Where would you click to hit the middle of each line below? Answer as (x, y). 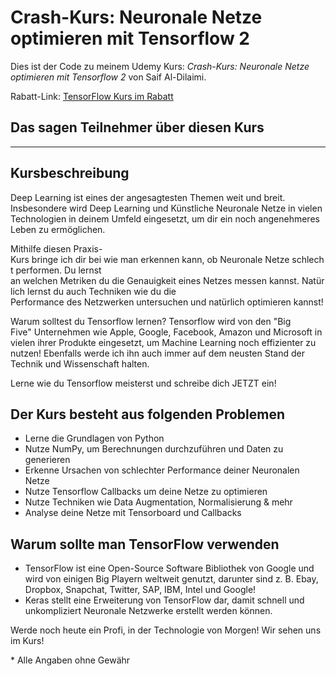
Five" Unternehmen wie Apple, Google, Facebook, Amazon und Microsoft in (166, 332)
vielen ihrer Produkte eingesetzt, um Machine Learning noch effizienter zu (163, 342)
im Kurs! (27, 641)
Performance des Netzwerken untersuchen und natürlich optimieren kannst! (167, 302)
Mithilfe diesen (41, 248)
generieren (47, 460)
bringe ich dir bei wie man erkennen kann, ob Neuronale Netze (160, 259)
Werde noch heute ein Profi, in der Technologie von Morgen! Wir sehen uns (166, 630)
